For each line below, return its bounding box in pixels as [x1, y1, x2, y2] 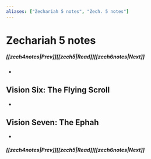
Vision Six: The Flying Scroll [6, 85, 110, 95]
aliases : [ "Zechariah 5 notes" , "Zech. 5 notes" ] [6, 8, 129, 15]
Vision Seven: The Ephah [6, 117, 99, 127]
